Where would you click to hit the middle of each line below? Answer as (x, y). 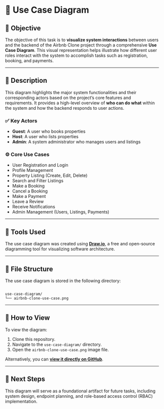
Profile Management (32, 170)
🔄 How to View (28, 318)
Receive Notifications (33, 207)
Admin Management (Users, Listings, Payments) (61, 212)
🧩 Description (26, 81)
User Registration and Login (40, 165)
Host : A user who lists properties (45, 137)
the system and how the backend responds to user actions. (65, 108)
